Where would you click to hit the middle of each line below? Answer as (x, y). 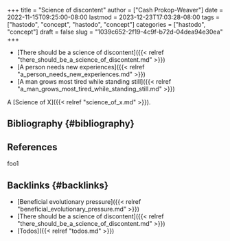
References (32, 147)
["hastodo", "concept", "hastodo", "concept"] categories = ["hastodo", (106, 24)
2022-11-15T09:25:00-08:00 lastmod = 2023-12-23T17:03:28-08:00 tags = (114, 17)
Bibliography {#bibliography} (71, 124)
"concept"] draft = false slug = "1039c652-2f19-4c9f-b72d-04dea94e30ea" (115, 32)
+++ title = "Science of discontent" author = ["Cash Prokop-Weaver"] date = (115, 10)
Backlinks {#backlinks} (58, 185)
